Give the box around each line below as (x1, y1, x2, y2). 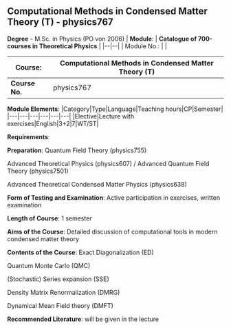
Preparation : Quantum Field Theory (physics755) (7, 146, 147, 154)
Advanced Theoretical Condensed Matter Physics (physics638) (7, 180, 188, 188)
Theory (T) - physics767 (7, 17, 113, 28)
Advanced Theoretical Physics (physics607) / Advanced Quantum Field (7, 159, 210, 167)
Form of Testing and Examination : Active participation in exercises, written (7, 193, 221, 202)
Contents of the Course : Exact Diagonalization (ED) (7, 248, 154, 256)
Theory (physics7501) (7, 167, 69, 175)
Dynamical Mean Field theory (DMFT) (7, 301, 113, 309)
